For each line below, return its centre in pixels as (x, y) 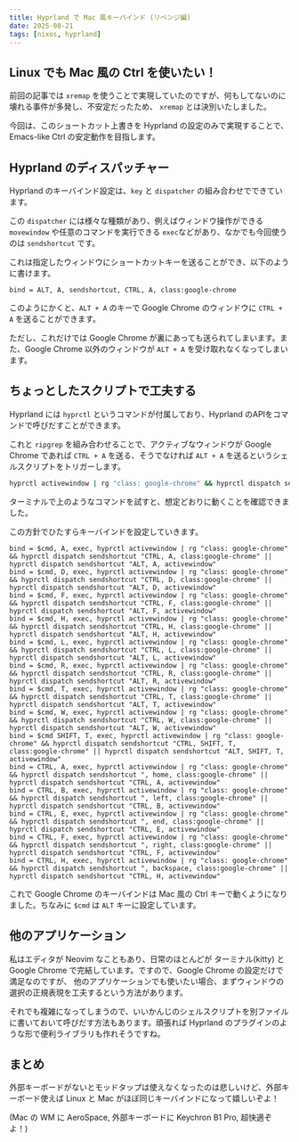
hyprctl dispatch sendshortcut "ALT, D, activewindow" (113, 587)
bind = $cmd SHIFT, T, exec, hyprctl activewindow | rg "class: (131, 735)
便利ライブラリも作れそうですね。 (102, 1033)
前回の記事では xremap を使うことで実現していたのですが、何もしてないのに (148, 95)
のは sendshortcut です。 (55, 243)
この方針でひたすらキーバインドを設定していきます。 (106, 531)
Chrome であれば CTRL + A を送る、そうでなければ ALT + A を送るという (141, 455)
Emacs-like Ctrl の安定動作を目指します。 (85, 137)
